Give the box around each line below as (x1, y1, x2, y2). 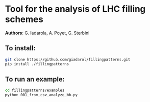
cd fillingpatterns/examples (5, 88, 65, 93)
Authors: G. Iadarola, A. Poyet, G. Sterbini (5, 30, 90, 36)
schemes (5, 14, 44, 25)
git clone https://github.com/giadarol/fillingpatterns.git (5, 57, 131, 62)
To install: (5, 44, 36, 52)
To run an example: (5, 75, 65, 83)
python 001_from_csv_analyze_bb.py (5, 93, 78, 98)
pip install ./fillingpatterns (5, 61, 69, 66)
